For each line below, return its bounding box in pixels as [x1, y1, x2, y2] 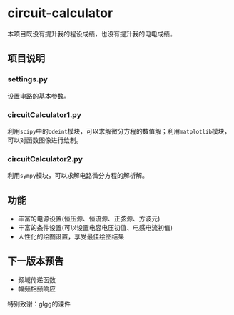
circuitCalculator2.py [7, 154, 83, 164]
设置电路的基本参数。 [7, 91, 70, 100]
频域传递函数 [17, 275, 56, 284]
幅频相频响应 [17, 284, 56, 293]
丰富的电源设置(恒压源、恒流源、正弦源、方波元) [17, 214, 161, 223]
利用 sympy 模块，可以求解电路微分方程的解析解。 [7, 171, 148, 180]
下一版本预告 [7, 255, 64, 267]
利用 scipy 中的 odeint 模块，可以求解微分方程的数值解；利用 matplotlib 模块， [7, 126, 231, 135]
